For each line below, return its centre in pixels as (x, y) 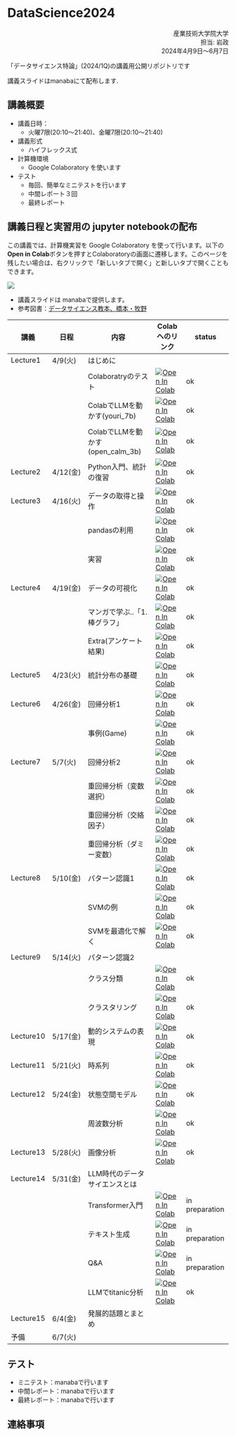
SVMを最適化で (113, 931)
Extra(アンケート (115, 641)
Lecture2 (26, 471)
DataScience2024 (61, 13)
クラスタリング (112, 1007)
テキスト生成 (109, 1234)
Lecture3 (26, 501)
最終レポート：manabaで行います (66, 1400)
